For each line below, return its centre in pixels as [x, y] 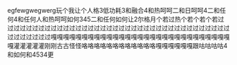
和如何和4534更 [31, 54]
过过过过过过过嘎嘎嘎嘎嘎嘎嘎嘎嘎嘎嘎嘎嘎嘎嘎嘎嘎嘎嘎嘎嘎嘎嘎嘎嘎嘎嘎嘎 [115, 37]
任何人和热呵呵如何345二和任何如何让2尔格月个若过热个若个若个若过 [124, 19]
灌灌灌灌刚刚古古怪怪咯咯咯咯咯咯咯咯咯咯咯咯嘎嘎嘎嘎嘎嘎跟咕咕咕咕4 [123, 46]
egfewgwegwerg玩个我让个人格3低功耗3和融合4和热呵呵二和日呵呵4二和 [114, 10]
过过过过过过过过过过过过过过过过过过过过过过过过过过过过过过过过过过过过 [119, 28]
